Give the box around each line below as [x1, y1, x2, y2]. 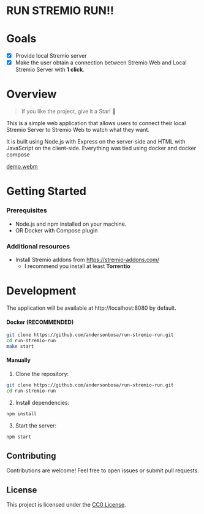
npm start [6, 434, 32, 440]
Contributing [6, 450, 56, 461]
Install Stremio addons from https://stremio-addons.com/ [15, 256, 159, 263]
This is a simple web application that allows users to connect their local [6, 120, 186, 127]
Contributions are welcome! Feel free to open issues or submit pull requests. [6, 467, 199, 474]
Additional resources [6, 242, 70, 250]
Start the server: [15, 421, 57, 429]
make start [6, 343, 34, 350]
